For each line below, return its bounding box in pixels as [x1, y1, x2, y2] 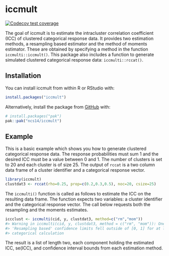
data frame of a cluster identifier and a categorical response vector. [5, 167, 145, 173]
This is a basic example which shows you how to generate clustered [5, 145, 147, 152]
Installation [5, 72, 41, 80]
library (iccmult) [5, 177, 42, 182]
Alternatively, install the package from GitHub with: [5, 104, 111, 110]
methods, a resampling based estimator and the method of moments [5, 40, 147, 46]
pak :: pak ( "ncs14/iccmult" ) [5, 118, 62, 123]
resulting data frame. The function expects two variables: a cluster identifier [5, 196, 162, 202]
